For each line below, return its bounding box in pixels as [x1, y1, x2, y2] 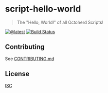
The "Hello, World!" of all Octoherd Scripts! [17, 19, 104, 25]
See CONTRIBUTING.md [5, 56, 54, 62]
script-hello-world [5, 3, 81, 15]
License [5, 70, 30, 78]
